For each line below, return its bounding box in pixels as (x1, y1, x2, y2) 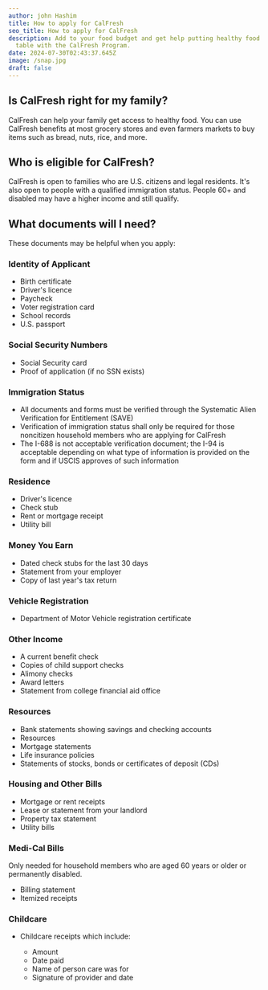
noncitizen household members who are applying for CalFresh (19, 431, 226, 440)
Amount (31, 947, 59, 957)
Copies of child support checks (19, 661, 124, 670)
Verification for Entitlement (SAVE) (19, 413, 134, 423)
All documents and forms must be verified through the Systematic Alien (19, 405, 257, 415)
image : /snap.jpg (8, 57, 67, 65)
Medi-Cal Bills (8, 842, 64, 853)
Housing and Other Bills (8, 779, 103, 790)
